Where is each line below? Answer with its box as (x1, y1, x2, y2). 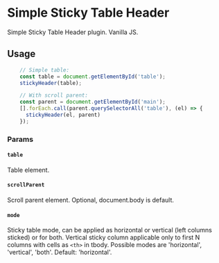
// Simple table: (19, 66, 70, 74)
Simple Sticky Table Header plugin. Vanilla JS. (7, 28, 139, 36)
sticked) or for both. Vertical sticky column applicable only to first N (7, 233, 200, 241)
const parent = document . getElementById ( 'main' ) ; (19, 99, 166, 106)
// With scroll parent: (19, 92, 89, 99)
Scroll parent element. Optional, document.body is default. (7, 196, 175, 205)
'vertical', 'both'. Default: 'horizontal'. (7, 248, 112, 257)
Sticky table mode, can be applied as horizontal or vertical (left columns (7, 226, 213, 234)
